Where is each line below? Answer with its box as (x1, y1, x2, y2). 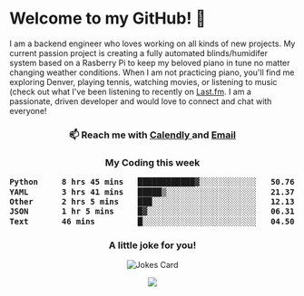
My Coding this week (104, 156, 201, 168)
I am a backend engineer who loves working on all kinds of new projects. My (9, 38, 296, 49)
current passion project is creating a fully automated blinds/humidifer (9, 47, 268, 58)
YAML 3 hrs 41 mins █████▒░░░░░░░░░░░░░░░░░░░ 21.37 (9, 186, 295, 197)
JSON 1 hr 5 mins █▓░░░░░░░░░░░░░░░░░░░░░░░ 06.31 (9, 206, 295, 216)
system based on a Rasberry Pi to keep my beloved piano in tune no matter (9, 57, 290, 68)
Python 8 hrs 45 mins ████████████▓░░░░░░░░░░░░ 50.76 (9, 177, 295, 187)
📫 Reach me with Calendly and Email (69, 129, 236, 141)
